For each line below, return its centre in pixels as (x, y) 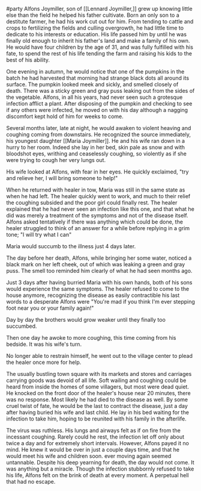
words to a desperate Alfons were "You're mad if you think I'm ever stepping (100, 302)
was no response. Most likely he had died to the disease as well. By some (97, 399)
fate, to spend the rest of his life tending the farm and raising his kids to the (99, 53)
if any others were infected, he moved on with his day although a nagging (97, 110)
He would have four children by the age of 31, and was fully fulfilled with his (100, 47)
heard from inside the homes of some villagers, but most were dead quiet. (97, 387)
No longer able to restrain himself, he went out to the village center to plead (100, 356)
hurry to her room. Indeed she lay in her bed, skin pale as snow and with (95, 147)
